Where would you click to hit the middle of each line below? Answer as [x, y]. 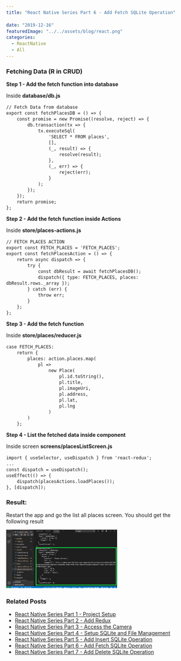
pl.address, [74, 394]
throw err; [51, 295]
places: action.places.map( [62, 359]
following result [25, 521]
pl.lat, [68, 400]
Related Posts [26, 602]
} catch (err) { [47, 289]
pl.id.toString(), [82, 377]
